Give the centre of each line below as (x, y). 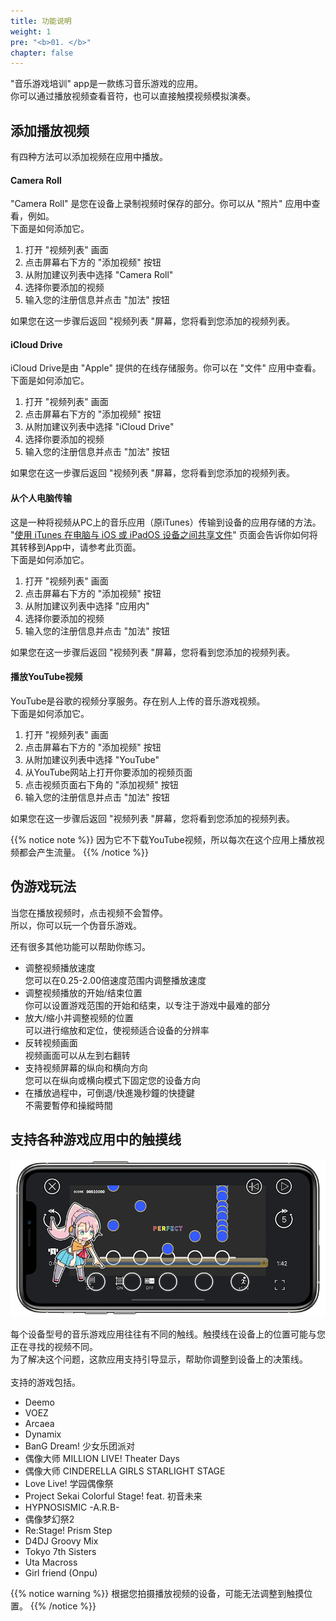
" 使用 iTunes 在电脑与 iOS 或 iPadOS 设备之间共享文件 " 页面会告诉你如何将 (164, 534)
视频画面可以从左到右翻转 (77, 1055)
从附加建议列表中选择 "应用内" (87, 606)
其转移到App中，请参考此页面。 (76, 547)
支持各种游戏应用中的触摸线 (96, 1140)
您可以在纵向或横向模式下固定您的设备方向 (112, 1080)
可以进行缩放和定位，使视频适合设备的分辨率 (117, 1030)
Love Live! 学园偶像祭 (69, 1483)
